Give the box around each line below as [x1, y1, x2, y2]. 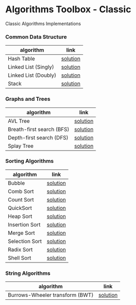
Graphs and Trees [5, 96, 51, 103]
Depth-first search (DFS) [8, 134, 69, 141]
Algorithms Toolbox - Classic [5, 4, 131, 15]
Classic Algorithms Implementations [5, 20, 81, 27]
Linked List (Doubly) [8, 72, 56, 79]
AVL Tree [8, 117, 30, 124]
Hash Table [8, 55, 35, 62]
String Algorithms [5, 270, 51, 277]
